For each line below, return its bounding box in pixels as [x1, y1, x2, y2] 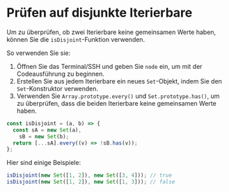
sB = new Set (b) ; [19, 133, 70, 140]
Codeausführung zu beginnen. [16, 70, 105, 78]
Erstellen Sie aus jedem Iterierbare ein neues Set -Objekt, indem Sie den [16, 77, 222, 85]
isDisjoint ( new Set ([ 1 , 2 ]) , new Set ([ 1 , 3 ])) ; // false [6, 179, 175, 186]
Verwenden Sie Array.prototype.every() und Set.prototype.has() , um [16, 92, 220, 100]
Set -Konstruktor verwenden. [16, 84, 99, 93]
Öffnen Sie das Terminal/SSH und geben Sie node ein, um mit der [16, 62, 203, 70]
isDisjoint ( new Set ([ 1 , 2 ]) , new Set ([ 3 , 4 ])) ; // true [6, 172, 172, 179]
